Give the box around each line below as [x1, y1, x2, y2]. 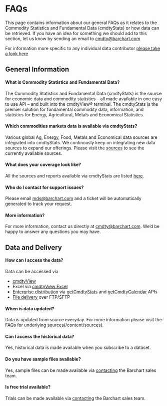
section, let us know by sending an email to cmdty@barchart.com [5, 36, 140, 42]
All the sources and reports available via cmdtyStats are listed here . [5, 172, 144, 178]
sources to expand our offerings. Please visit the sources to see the [5, 145, 144, 151]
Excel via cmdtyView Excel [12, 283, 68, 289]
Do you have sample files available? [5, 356, 81, 362]
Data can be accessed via [5, 268, 58, 274]
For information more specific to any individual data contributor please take [5, 45, 160, 51]
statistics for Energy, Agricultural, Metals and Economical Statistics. [5, 111, 144, 118]
